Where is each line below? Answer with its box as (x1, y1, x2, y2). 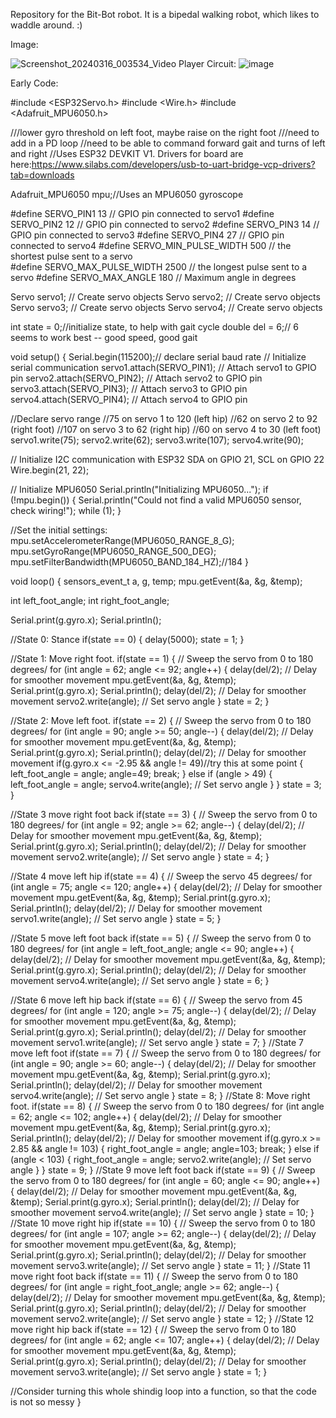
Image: (10, 39, 39, 50)
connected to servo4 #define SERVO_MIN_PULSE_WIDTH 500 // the (10, 240, 292, 251)
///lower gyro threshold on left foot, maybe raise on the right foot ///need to (10, 127, 320, 138)
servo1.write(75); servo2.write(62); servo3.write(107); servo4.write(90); (10, 434, 304, 446)
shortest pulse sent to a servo (10, 250, 133, 262)
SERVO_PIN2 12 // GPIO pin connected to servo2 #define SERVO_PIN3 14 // (10, 219, 320, 230)
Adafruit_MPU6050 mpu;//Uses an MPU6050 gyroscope (10, 189, 244, 200)
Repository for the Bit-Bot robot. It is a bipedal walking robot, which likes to (10, 9, 320, 20)
